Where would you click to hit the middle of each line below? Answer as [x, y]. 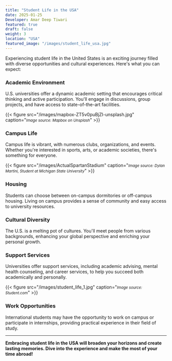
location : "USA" [23, 39]
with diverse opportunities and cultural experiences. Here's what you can [83, 64]
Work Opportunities [30, 306]
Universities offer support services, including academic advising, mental [81, 266]
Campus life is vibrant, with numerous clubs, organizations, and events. [81, 145]
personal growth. [23, 242]
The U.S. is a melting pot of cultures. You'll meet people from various [78, 231]
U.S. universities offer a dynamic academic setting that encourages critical [84, 94]
